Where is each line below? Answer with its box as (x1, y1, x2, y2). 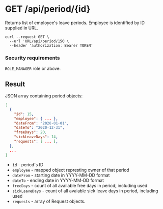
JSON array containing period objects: (5, 93, 83, 99)
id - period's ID (12, 161, 44, 168)
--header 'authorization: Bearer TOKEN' (9, 43, 93, 48)
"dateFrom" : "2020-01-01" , (14, 120, 69, 126)
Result (5, 80, 26, 88)
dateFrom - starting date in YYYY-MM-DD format (12, 172, 110, 178)
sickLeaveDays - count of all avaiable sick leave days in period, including (12, 188, 159, 194)
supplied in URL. (5, 25, 38, 30)
